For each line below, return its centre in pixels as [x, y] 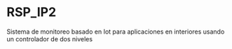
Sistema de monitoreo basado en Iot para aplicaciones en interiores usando [116, 31]
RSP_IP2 [32, 12]
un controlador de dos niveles [49, 38]
